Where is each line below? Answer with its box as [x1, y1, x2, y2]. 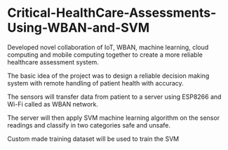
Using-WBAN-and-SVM [7, 20, 150, 36]
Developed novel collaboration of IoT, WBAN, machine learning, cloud [7, 43, 209, 51]
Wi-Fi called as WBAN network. [7, 100, 98, 108]
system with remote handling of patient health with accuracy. [7, 79, 184, 87]
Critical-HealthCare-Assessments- [7, 5, 217, 21]
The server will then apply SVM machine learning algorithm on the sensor [7, 114, 220, 122]
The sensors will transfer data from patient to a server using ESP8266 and [7, 93, 222, 101]
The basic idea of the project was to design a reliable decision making [7, 71, 210, 80]
